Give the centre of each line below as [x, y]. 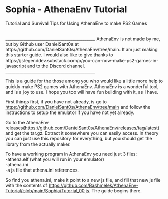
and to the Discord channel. [56, 66]
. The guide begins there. [115, 191]
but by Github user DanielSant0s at [42, 44]
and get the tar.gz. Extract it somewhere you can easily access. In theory [82, 133]
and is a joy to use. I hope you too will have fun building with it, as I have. [82, 92]
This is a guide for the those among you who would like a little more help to [84, 81]
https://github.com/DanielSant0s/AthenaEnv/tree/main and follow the [78, 107]
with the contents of [26, 185]
